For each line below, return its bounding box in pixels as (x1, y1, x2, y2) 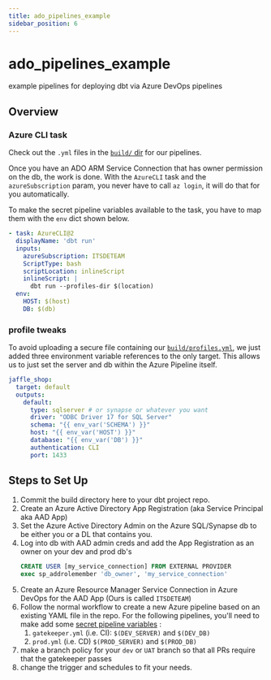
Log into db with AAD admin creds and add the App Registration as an (19, 538, 254, 548)
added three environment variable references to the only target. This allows (8, 351, 260, 362)
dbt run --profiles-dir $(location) (29, 282, 154, 291)
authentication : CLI (29, 444, 100, 452)
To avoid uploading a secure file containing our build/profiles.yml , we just (8, 343, 261, 353)
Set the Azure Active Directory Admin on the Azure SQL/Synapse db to (19, 521, 257, 531)
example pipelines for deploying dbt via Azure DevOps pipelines (8, 81, 223, 91)
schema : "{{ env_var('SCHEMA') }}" (29, 421, 151, 429)
